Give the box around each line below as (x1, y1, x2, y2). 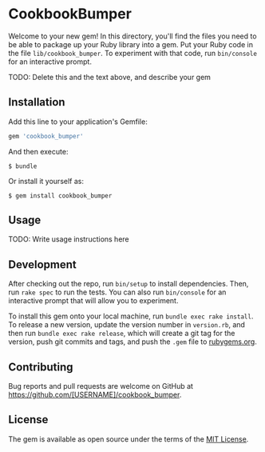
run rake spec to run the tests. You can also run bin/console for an (8, 287, 227, 297)
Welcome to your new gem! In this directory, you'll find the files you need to (8, 31, 257, 41)
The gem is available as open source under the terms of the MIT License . (8, 434, 249, 444)
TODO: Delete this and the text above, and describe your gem (8, 72, 212, 82)
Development (8, 258, 77, 271)
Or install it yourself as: (8, 176, 84, 186)
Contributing (8, 360, 73, 374)
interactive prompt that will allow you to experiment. (8, 296, 179, 306)
